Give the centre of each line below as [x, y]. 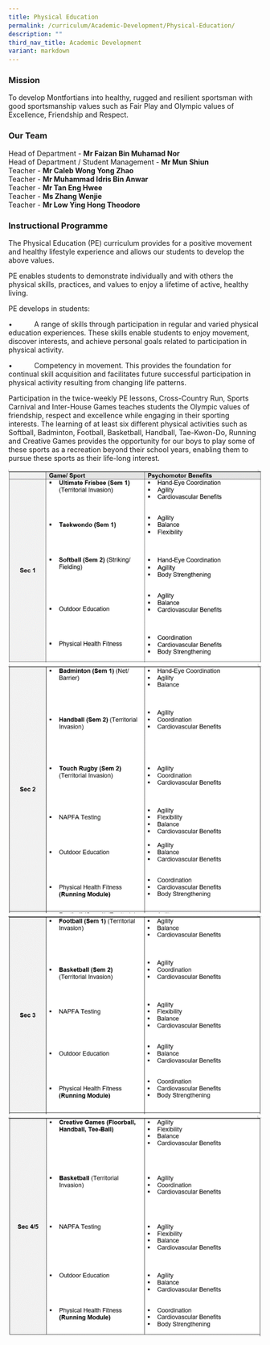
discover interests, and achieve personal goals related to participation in [128, 342]
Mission [24, 81]
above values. [31, 260]
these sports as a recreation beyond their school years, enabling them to [129, 450]
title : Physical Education [53, 17]
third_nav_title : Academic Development [75, 43]
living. [18, 293]
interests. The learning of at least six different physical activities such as [128, 424]
